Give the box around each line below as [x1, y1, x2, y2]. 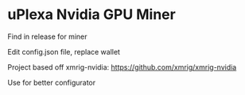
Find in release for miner [7, 32, 88, 41]
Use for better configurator [7, 78, 96, 87]
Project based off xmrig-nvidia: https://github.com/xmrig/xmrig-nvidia [7, 62, 237, 72]
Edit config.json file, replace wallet [7, 47, 121, 56]
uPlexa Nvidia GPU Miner [7, 6, 176, 24]
